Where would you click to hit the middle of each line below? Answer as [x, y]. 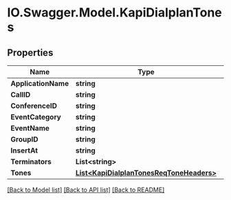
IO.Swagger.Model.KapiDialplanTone [114, 13]
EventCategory [36, 117]
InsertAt [24, 151]
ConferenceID [34, 106]
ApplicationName [40, 84]
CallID [21, 95]
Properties [30, 53]
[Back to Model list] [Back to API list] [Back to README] [86, 190]
